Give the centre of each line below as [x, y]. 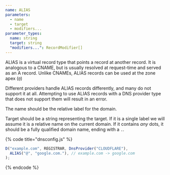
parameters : [18, 15]
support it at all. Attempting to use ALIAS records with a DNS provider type [83, 93]
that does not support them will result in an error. [56, 99]
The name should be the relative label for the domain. [61, 109]
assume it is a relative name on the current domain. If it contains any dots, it [84, 124]
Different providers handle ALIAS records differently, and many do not [78, 88]
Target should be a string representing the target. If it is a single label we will [85, 118]
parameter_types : [24, 33]
